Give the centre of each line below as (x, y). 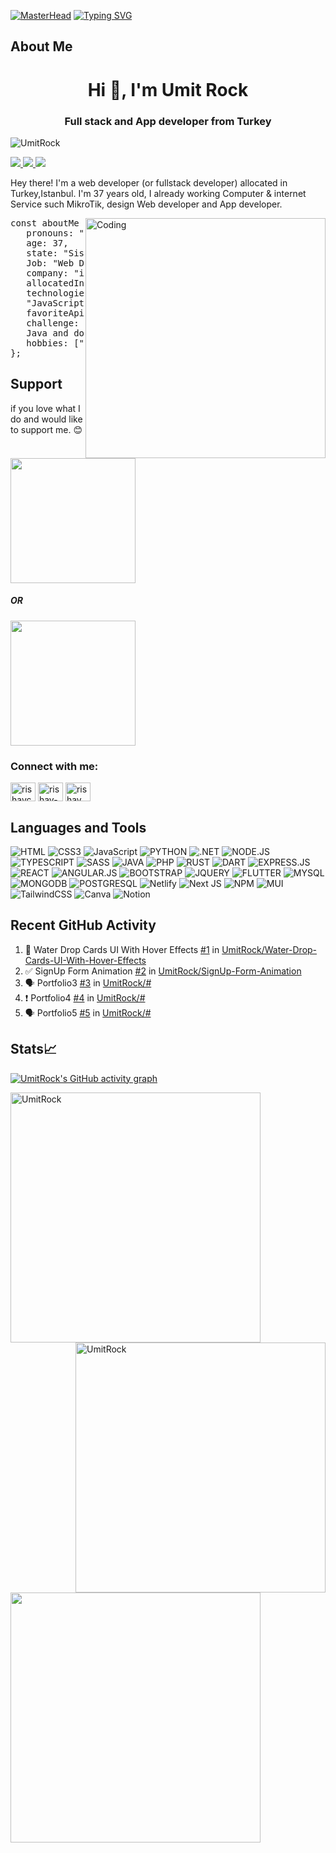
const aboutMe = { (55, 223)
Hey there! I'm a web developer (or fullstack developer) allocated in (149, 182)
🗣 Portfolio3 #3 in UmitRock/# (88, 982)
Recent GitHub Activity (83, 925)
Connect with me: (54, 766)
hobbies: (47, 343)
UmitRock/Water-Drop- (269, 949)
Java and (47, 333)
